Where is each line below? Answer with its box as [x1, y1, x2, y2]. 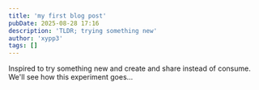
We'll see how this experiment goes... [8, 72, 134, 82]
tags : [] [8, 42, 38, 50]
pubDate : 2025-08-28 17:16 [8, 19, 100, 27]
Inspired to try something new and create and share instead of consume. [8, 63, 251, 73]
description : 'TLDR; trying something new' [8, 27, 158, 35]
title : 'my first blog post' [8, 11, 107, 20]
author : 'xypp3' [8, 34, 63, 43]
